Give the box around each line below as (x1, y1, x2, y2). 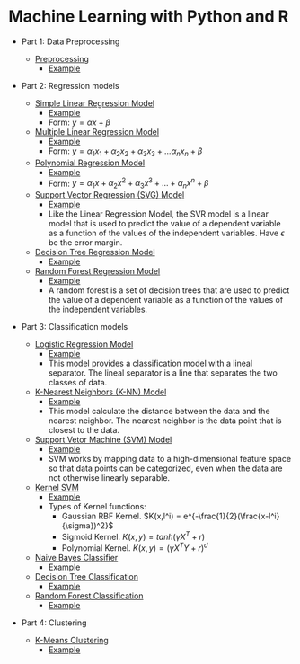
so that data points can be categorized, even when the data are (48, 463, 283, 474)
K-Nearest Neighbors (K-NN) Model (34, 386, 167, 397)
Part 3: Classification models (21, 322, 128, 332)
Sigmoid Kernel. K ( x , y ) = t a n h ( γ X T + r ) (61, 530, 206, 542)
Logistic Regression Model (34, 339, 134, 350)
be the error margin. (48, 237, 123, 248)
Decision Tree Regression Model (34, 247, 155, 258)
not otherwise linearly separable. (48, 473, 171, 483)
